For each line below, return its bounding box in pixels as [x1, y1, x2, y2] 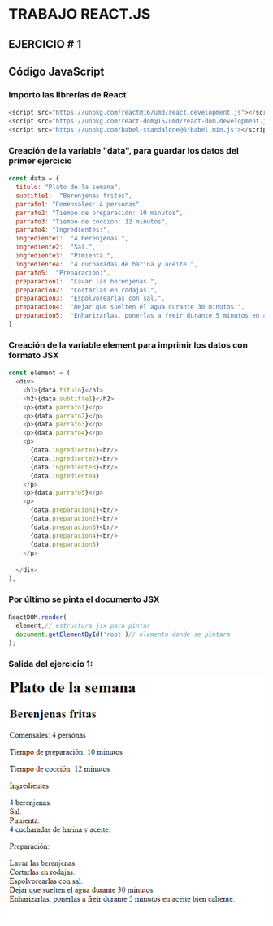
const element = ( [8, 369, 71, 378]
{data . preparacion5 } [29, 540, 100, 548]
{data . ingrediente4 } [29, 472, 100, 480]
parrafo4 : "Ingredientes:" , [15, 226, 111, 234]
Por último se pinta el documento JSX [8, 594, 160, 605]
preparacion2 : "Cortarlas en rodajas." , [15, 286, 158, 294]
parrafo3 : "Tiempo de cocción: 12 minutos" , [15, 217, 169, 226]
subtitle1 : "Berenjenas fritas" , [15, 192, 132, 200]
